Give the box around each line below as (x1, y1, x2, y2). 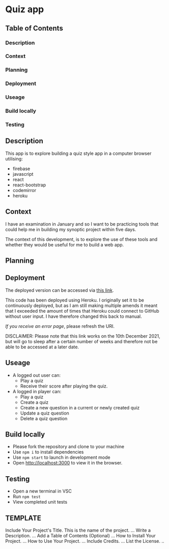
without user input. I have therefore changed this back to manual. (5, 313, 143, 319)
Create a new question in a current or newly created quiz (20, 404, 140, 410)
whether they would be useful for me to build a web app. (5, 241, 124, 248)
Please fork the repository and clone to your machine (12, 444, 125, 450)
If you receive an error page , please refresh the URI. (5, 323, 115, 329)
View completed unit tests (12, 499, 68, 505)
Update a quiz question (20, 410, 70, 416)
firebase (12, 166, 31, 172)
